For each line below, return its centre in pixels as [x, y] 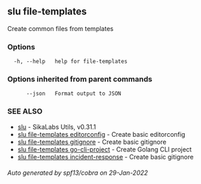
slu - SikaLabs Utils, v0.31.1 [57, 127]
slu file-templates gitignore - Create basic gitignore [92, 142]
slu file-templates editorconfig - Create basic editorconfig [101, 134]
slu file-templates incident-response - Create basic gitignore [105, 157]
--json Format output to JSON [73, 94]
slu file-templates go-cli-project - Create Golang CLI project [104, 149]
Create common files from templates [61, 28]
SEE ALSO [25, 111]
